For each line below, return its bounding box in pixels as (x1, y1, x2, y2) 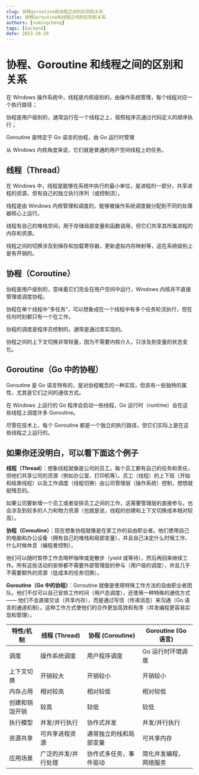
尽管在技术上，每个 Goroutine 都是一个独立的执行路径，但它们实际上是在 (6, 422, 184, 429)
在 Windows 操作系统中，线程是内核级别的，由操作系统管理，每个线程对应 (6, 94, 188, 101)
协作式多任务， (86, 750, 129, 758)
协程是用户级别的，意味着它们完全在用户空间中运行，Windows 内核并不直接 (6, 285, 191, 292)
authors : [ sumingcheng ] (6, 20, 65, 25)
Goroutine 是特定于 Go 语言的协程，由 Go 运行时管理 (6, 134, 135, 141)
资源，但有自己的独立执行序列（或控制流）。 (16, 189, 123, 196)
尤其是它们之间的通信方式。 (16, 389, 84, 396)
